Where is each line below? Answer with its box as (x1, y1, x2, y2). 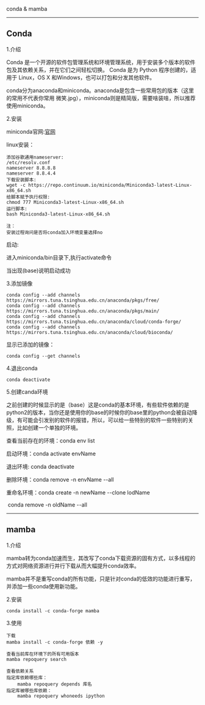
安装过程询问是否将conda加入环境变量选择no (6, 229, 103, 236)
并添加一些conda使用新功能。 (6, 582, 81, 590)
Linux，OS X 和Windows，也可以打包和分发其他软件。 (18, 73, 156, 81)
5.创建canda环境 (6, 388, 48, 396)
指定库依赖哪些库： (6, 674, 48, 681)
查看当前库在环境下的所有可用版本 (6, 651, 79, 657)
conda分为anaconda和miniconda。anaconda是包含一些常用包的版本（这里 (6, 87, 194, 94)
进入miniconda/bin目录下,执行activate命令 (6, 253, 112, 261)
